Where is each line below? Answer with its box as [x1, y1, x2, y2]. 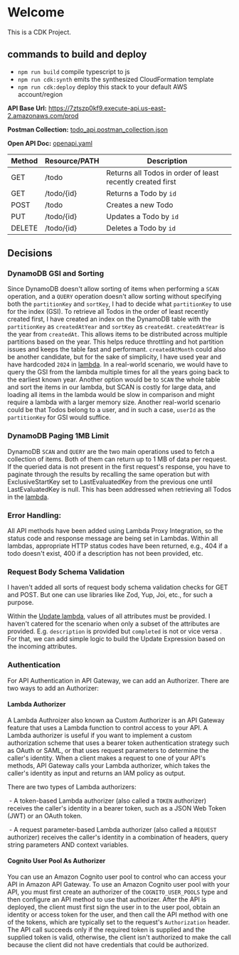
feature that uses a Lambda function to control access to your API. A [7, 723, 208, 732]
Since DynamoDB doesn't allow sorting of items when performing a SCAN [7, 285, 219, 293]
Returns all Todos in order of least [106, 168, 219, 178]
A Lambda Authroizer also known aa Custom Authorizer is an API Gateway [7, 716, 225, 724]
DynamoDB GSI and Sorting [7, 268, 105, 278]
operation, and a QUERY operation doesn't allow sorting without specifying [7, 292, 222, 301]
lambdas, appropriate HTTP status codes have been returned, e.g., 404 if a [7, 542, 228, 550]
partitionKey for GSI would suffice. [7, 413, 112, 422]
